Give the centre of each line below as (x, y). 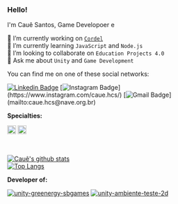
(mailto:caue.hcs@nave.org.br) (51, 102)
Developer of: (27, 180)
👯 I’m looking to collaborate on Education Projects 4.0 (86, 53)
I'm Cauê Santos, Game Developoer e (61, 25)
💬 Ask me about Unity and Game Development (71, 61)
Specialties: (25, 116)
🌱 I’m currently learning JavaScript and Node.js (75, 46)
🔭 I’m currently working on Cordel (55, 38)
